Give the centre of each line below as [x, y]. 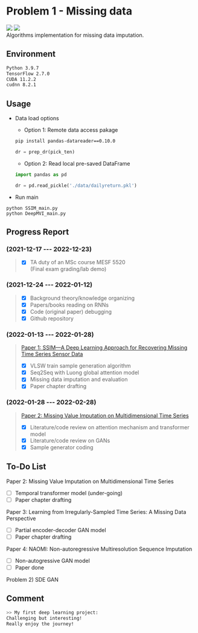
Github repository [52, 318]
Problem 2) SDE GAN [33, 580]
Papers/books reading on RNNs [69, 305]
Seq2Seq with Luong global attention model [85, 372]
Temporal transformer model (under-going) [69, 493]
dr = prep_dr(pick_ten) [45, 152]
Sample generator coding [62, 447]
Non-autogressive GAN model [53, 560]
